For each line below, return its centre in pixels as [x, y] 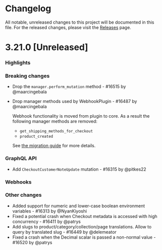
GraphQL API [21, 158]
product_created [36, 137]
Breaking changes [27, 76]
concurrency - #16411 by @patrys [46, 221]
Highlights [18, 63]
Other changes [23, 195]
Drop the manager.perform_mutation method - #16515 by [69, 87]
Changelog [28, 9]
